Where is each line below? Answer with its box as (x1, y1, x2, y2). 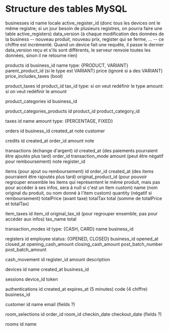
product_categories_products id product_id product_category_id (5, 108, 140, 114)
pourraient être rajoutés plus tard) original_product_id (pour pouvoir (5, 174, 148, 180)
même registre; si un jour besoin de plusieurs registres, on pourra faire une (5, 25, 162, 31)
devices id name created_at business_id (5, 266, 89, 272)
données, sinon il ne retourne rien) (5, 52, 78, 59)
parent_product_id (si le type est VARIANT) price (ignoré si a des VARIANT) (5, 67, 163, 74)
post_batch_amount (5, 246, 47, 253)
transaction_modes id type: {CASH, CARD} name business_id (5, 226, 134, 232)
